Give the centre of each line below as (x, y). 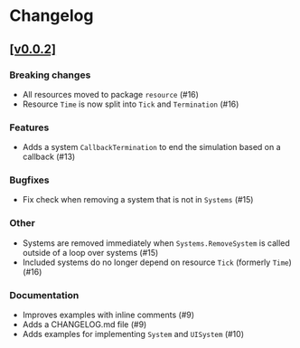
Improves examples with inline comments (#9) (108, 315)
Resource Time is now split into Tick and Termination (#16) (131, 104)
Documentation (44, 295)
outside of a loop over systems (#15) (90, 252)
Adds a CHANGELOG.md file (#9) (84, 324)
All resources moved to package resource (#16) (110, 94)
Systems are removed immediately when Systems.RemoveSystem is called (156, 243)
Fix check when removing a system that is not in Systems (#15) (138, 200)
